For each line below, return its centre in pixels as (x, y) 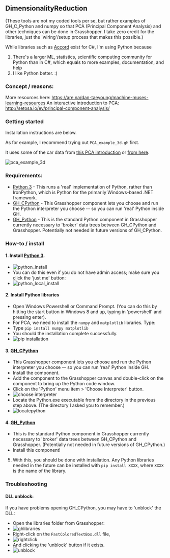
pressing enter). (29, 317)
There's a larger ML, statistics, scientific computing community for (82, 57)
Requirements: (24, 176)
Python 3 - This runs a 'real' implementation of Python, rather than (82, 187)
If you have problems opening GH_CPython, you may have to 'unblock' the (83, 507)
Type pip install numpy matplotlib (50, 328)
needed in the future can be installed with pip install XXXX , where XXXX (88, 466)
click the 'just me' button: (39, 277)
